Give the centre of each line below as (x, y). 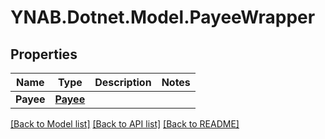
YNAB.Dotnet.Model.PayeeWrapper (163, 17)
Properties (44, 54)
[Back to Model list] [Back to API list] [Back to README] (125, 124)
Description (123, 82)
